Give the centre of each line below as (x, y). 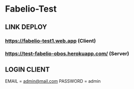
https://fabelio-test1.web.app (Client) (50, 41)
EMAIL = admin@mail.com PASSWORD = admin (53, 81)
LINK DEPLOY (26, 27)
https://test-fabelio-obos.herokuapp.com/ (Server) (67, 53)
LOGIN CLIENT (28, 69)
